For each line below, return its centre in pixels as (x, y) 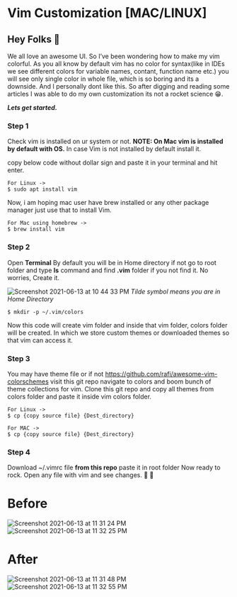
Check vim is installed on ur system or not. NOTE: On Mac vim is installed (115, 141)
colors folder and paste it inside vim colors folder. (80, 396)
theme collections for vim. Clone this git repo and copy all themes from (111, 389)
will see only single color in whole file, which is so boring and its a (103, 79)
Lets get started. (33, 107)
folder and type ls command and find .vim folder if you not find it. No (108, 270)
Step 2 (19, 247)
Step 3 (19, 358)
